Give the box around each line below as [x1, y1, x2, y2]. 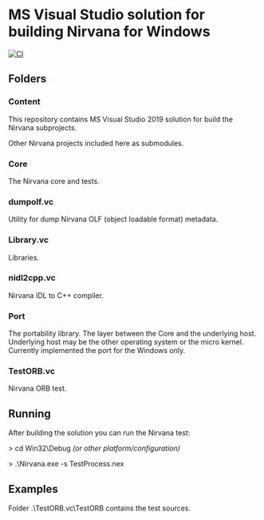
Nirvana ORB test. [8, 383, 67, 393]
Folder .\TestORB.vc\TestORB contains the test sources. [8, 503, 191, 513]
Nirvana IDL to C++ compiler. [8, 290, 104, 300]
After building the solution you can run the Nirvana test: [8, 428, 191, 438]
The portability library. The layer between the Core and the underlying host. [8, 329, 257, 339]
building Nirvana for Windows [8, 22, 211, 41]
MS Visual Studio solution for [8, 6, 206, 24]
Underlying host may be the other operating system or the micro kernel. [8, 337, 244, 347]
